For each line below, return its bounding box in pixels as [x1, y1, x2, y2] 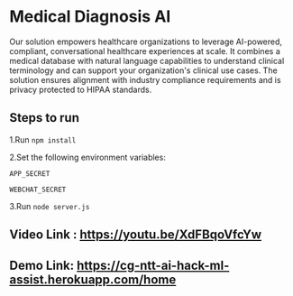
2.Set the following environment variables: [9, 152, 167, 162]
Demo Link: [9, 257, 75, 273]
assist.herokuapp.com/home [9, 272, 177, 287]
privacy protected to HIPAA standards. [9, 84, 152, 95]
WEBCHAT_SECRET [9, 185, 67, 194]
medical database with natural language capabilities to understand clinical [9, 55, 285, 66]
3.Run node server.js [9, 200, 90, 211]
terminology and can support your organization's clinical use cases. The [9, 65, 278, 76]
